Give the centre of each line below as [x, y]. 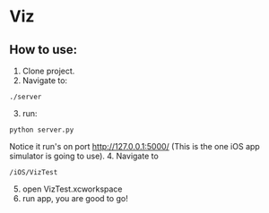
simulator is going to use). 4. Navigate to [84, 156]
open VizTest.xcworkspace [72, 189]
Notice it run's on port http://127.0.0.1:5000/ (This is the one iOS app [134, 146]
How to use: [43, 50]
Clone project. [48, 71]
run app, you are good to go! [75, 198]
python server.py [42, 130]
